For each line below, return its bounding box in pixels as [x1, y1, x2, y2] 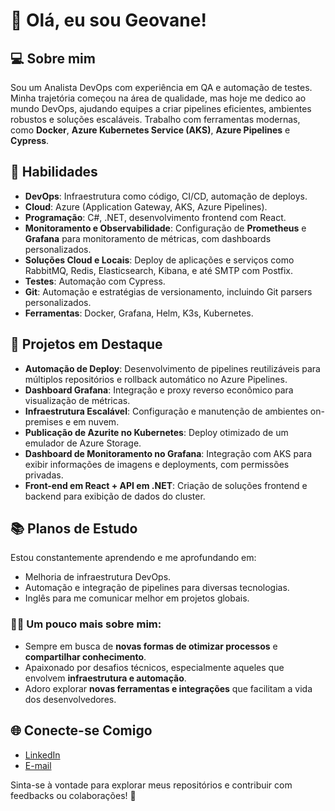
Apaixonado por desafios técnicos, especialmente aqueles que [24, 661, 285, 673]
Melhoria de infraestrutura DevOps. [24, 571, 172, 583]
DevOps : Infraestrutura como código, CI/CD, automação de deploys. [24, 190, 308, 202]
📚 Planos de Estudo [10, 520, 138, 538]
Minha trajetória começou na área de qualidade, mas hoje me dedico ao [10, 92, 307, 104]
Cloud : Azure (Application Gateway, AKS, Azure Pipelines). [24, 200, 268, 213]
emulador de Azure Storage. [24, 437, 142, 449]
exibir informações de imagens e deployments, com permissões [24, 458, 290, 470]
